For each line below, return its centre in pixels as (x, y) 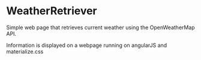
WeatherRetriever (52, 11)
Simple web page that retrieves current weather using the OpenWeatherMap (100, 27)
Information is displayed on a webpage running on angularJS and (87, 45)
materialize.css (25, 51)
